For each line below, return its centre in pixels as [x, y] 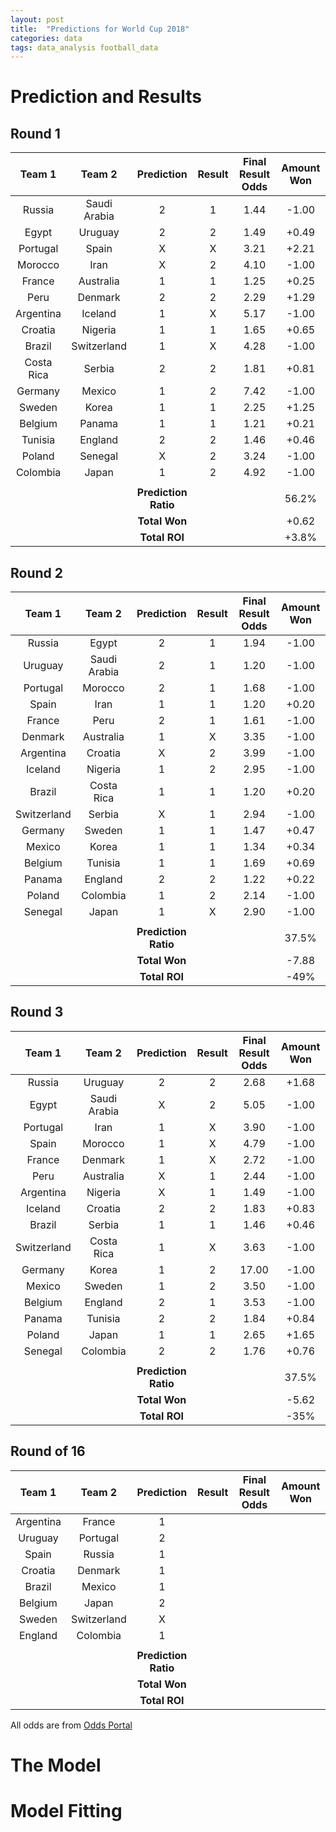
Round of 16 [48, 1451]
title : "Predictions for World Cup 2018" [100, 29]
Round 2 [36, 572]
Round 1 [35, 133]
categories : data [46, 38]
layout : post [37, 19]
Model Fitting [66, 1811]
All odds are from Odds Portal [71, 1725]
